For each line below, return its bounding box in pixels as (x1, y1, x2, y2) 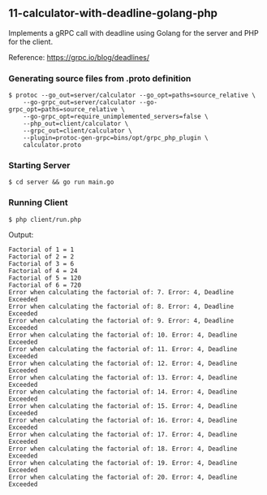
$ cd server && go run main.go (8, 178, 114, 186)
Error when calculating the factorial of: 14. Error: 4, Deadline (8, 388, 238, 396)
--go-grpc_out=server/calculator (23, 98, 136, 106)
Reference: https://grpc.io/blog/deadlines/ (8, 52, 150, 62)
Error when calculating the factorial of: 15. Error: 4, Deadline (8, 402, 238, 410)
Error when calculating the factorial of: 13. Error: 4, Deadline (8, 373, 238, 381)
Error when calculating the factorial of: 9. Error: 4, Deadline (8, 316, 234, 324)
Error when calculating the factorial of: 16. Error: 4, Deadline (8, 416, 238, 424)
